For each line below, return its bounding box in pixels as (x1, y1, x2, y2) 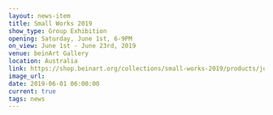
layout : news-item (8, 11, 71, 20)
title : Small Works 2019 (8, 19, 93, 28)
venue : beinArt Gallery (8, 49, 89, 57)
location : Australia (8, 57, 79, 66)
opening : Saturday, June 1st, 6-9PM (8, 34, 132, 43)
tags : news (8, 95, 45, 103)
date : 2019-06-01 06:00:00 (8, 79, 100, 87)
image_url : (8, 72, 45, 80)
